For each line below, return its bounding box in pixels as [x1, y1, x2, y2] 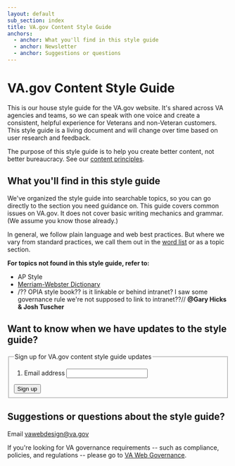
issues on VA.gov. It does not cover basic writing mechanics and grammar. [7, 209, 224, 217]
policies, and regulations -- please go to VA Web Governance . [7, 450, 187, 459]
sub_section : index [7, 17, 65, 24]
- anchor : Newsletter [13, 43, 77, 50]
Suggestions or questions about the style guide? [7, 411, 225, 423]
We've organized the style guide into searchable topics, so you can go [7, 193, 211, 202]
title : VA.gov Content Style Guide [7, 23, 112, 30]
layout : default [7, 10, 55, 18]
